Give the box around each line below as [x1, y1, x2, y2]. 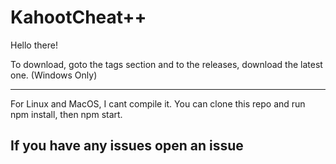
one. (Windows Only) [10, 69, 98, 81]
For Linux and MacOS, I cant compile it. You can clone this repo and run [10, 97, 306, 110]
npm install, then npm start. [10, 108, 123, 120]
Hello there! [10, 39, 58, 51]
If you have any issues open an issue [10, 137, 244, 155]
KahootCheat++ [10, 6, 147, 29]
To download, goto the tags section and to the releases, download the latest [10, 58, 323, 70]
